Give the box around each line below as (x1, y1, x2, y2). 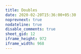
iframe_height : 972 (5, 37, 47, 42)
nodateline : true (5, 22, 42, 27)
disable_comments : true (5, 27, 56, 32)
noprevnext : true (5, 17, 42, 22)
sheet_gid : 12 (5, 31, 36, 37)
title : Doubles (5, 7, 38, 13)
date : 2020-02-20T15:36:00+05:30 (5, 12, 76, 17)
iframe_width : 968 (5, 41, 44, 46)
